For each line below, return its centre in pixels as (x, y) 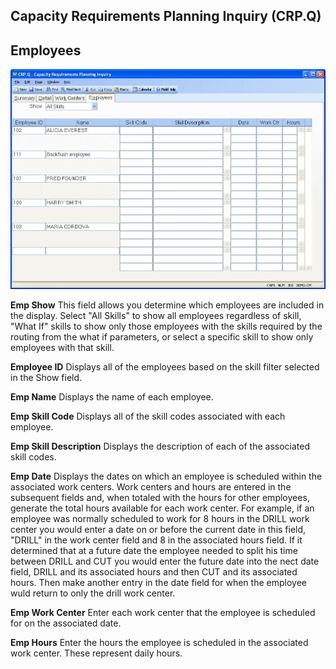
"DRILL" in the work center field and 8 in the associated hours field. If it (156, 540)
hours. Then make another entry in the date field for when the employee (158, 582)
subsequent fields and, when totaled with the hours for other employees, (160, 497)
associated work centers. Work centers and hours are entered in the (151, 486)
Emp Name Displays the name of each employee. (112, 396)
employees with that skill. (62, 347)
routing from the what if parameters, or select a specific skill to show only (162, 336)
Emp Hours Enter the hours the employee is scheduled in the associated (159, 642)
